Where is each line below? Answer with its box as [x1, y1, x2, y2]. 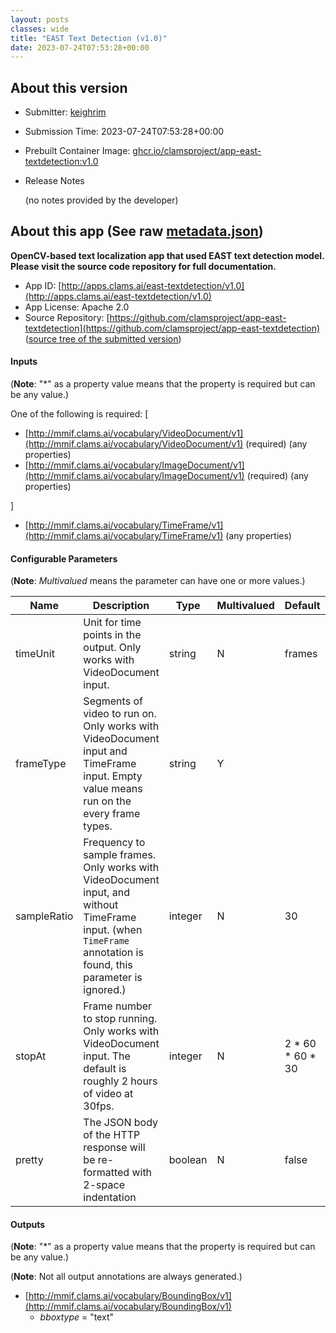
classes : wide [10, 24, 70, 34]
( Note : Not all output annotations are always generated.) [10, 1271, 243, 1283]
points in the [83, 628, 142, 642]
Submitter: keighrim [24, 106, 107, 118]
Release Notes [24, 175, 85, 187]
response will [83, 1141, 146, 1155]
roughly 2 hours [83, 1074, 158, 1088]
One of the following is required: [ [10, 408, 149, 420]
